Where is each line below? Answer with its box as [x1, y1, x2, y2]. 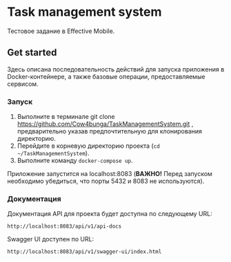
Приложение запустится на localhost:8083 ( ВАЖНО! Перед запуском [7, 170, 212, 178]
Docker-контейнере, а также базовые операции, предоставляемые [7, 72, 205, 80]
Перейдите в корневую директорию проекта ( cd [17, 142, 160, 150]
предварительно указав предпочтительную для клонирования [17, 127, 202, 135]
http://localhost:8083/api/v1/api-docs [7, 223, 122, 230]
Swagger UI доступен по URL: [7, 235, 94, 243]
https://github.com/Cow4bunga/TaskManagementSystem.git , [17, 120, 194, 128]
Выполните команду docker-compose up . [17, 156, 133, 165]
